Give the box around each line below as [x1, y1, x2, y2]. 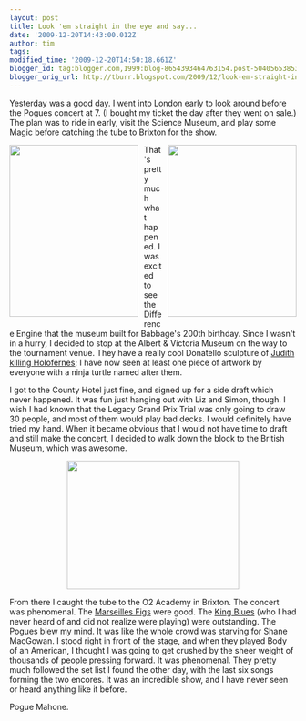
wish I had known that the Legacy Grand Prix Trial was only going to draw [9, 403, 286, 414]
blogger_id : [9, 65, 55, 74]
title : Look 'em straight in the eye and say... [9, 22, 198, 31]
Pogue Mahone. [9, 701, 69, 712]
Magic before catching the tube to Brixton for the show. [9, 127, 218, 137]
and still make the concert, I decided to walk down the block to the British [9, 432, 285, 443]
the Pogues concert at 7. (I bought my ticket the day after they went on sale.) [9, 107, 297, 118]
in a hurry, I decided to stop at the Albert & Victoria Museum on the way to [9, 338, 288, 349]
